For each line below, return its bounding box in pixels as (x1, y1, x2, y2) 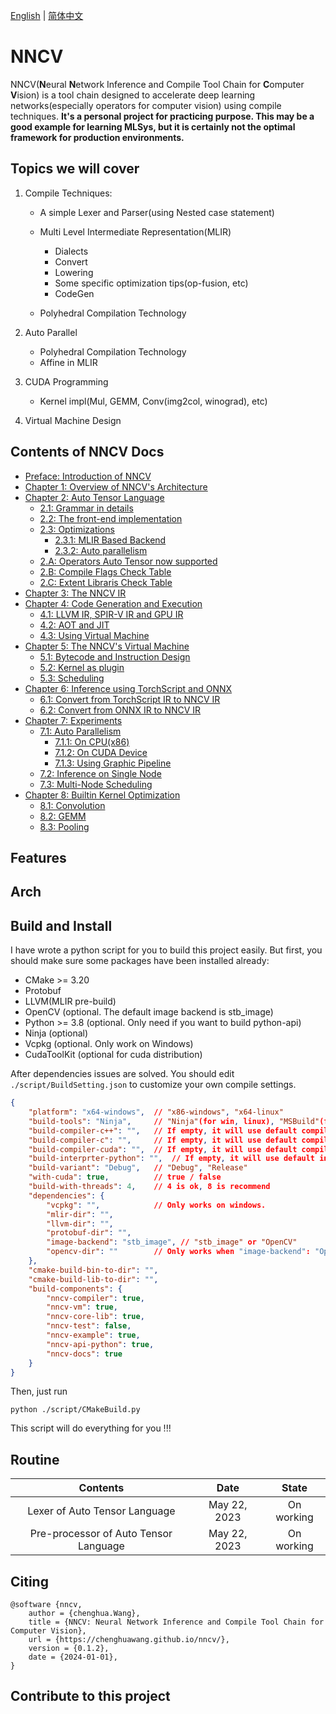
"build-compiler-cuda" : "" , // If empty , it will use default (28, 1144, 298, 1154)
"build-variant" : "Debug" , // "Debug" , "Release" (28, 1163, 248, 1173)
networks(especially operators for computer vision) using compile (10, 99, 282, 111)
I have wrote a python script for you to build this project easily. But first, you (10, 944, 323, 956)
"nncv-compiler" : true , (46, 1293, 145, 1303)
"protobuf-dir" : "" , (46, 1228, 132, 1238)
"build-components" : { (28, 1284, 123, 1294)
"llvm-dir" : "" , (46, 1219, 114, 1229)
